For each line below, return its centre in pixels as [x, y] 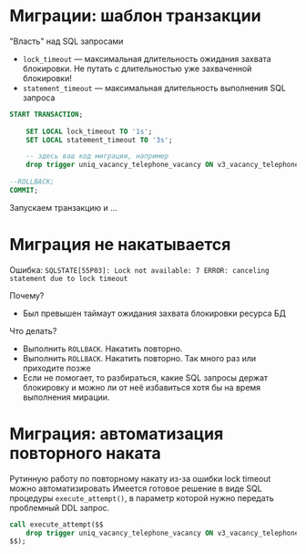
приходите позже [56, 368]
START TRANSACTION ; [46, 114]
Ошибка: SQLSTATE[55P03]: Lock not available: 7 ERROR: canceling [139, 269]
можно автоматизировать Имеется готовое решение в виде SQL [136, 488]
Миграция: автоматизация [117, 434]
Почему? [27, 295]
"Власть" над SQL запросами [66, 41]
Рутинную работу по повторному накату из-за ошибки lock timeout [140, 478]
